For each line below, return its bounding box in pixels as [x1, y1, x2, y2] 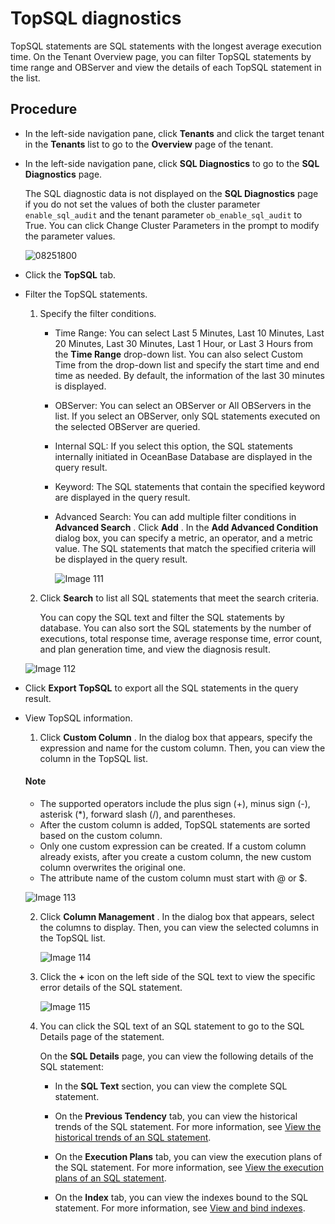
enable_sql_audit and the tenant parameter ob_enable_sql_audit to [24, 208, 303, 221]
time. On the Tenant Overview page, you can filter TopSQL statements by [10, 50, 312, 62]
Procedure [10, 101, 78, 118]
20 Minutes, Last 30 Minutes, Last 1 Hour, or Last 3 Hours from [54, 337, 314, 349]
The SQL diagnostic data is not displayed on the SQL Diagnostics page [24, 187, 319, 199]
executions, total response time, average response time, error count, [39, 632, 323, 644]
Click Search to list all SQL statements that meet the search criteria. [39, 592, 320, 604]
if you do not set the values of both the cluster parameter [24, 198, 261, 210]
